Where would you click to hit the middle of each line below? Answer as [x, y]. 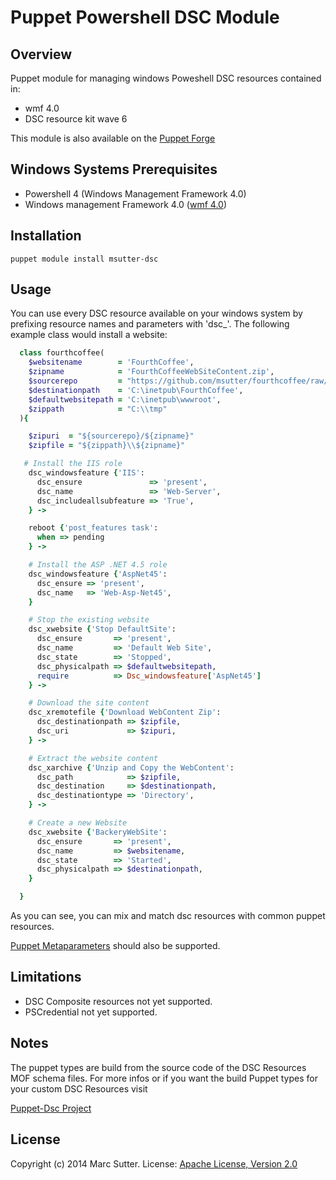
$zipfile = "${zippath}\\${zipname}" [107, 446]
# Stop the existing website [89, 620]
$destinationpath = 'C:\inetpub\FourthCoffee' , [136, 390]
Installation [46, 236]
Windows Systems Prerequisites [114, 169]
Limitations [46, 977]
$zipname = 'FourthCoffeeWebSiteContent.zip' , [151, 372]
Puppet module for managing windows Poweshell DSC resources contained [166, 78]
